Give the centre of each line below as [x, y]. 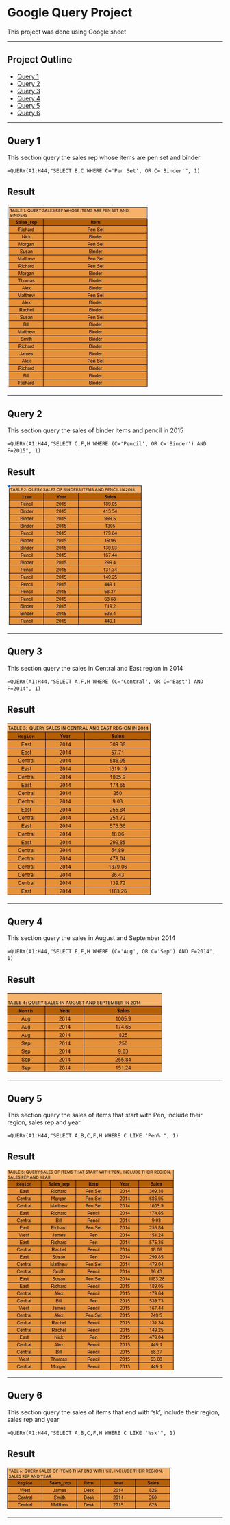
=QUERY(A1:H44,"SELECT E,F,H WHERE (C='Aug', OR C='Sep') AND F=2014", [111, 952]
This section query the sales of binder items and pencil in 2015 [95, 430]
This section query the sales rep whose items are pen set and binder [104, 157]
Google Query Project [70, 13]
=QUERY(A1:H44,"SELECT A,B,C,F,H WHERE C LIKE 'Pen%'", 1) [93, 1136]
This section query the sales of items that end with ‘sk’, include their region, [114, 1412]
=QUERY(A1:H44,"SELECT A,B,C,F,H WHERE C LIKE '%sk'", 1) [91, 1433]
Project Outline [40, 60]
